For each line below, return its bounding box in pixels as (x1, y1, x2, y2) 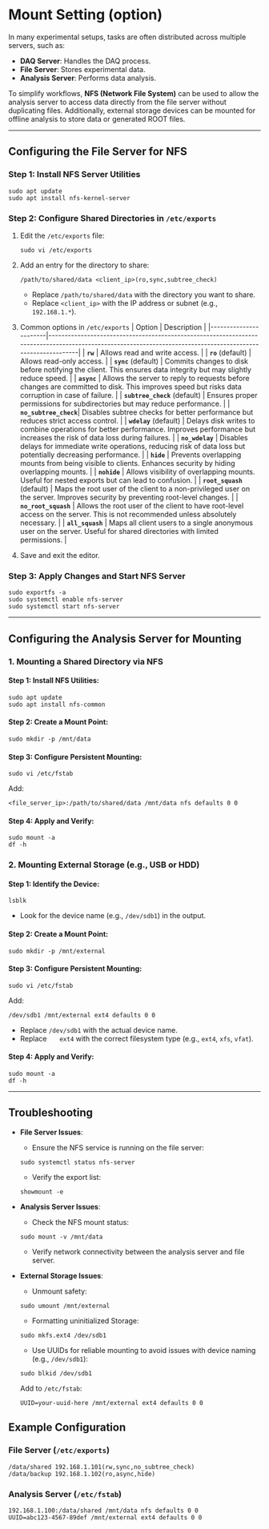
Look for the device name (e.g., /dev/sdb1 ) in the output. (19, 911, 207, 921)
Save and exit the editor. (19, 550, 100, 560)
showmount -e (19, 1187, 64, 1196)
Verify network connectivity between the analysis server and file (31, 1246, 245, 1256)
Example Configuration (8, 1421, 126, 1435)
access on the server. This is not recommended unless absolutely (19, 509, 237, 519)
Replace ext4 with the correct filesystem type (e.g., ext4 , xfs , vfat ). (19, 1033, 254, 1043)
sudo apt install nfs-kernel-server (8, 194, 130, 202)
